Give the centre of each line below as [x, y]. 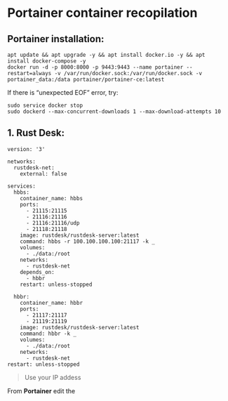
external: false [44, 173]
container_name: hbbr [51, 303]
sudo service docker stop [45, 105]
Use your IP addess [53, 377]
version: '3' [26, 149]
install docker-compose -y [47, 61]
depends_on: [37, 272]
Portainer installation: [56, 39]
